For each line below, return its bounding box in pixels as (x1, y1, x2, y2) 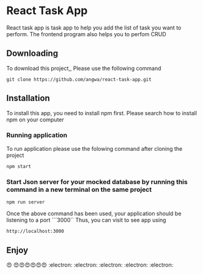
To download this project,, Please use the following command (6, 64, 161, 72)
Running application (6, 131, 68, 140)
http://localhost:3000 (6, 228, 64, 235)
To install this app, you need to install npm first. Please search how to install (6, 109, 197, 116)
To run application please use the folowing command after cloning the (6, 145, 183, 152)
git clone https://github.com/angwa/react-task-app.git (6, 76, 152, 83)
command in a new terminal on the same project (6, 185, 152, 194)
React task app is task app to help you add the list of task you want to (6, 24, 182, 31)
